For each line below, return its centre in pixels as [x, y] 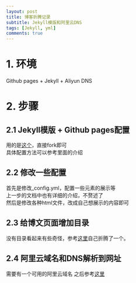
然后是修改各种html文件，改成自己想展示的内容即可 [68, 203]
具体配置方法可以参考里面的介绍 [44, 153]
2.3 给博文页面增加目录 [48, 223]
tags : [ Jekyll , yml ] [31, 28]
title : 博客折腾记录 [28, 17]
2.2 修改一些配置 [36, 173]
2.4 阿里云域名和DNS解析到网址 [64, 259]
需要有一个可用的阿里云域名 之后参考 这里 [55, 274]
